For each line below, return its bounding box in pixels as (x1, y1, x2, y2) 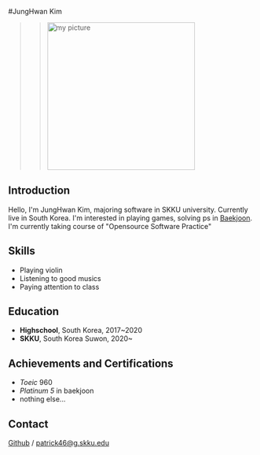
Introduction (8, 184, 71, 198)
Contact (8, 417, 49, 431)
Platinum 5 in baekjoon (19, 386, 94, 396)
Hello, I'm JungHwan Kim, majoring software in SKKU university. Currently (8, 205, 249, 214)
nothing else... (19, 394, 66, 404)
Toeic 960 (19, 378, 53, 387)
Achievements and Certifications (8, 357, 174, 370)
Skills (8, 244, 35, 258)
